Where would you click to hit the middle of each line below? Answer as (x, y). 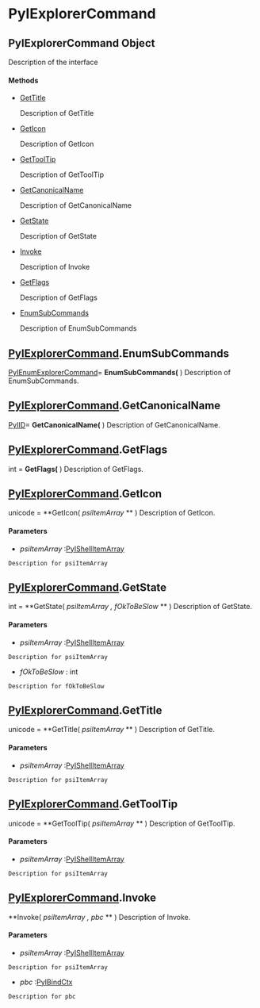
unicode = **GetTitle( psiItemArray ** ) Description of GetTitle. (112, 730)
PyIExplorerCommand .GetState (88, 588)
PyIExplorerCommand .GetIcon (85, 494)
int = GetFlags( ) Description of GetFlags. (76, 469)
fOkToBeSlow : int (49, 672)
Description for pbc (42, 996)
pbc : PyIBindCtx (46, 982)
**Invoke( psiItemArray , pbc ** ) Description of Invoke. (99, 917)
